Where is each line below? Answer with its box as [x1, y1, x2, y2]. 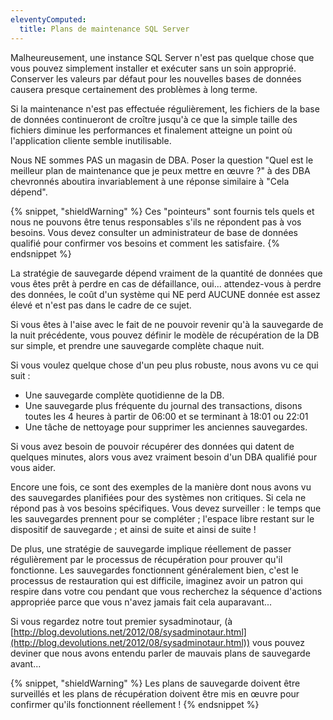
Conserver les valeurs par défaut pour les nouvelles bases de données [10, 72, 302, 85]
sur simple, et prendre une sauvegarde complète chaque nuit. [10, 339, 265, 351]
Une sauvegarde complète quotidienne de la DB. [24, 389, 225, 401]
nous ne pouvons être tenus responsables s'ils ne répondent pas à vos [10, 216, 302, 228]
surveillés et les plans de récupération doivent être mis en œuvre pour [10, 687, 300, 700]
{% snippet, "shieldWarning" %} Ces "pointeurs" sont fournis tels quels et [10, 205, 315, 217]
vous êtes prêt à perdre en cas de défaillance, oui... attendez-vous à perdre [10, 277, 322, 290]
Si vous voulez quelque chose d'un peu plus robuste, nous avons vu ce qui [10, 359, 319, 371]
